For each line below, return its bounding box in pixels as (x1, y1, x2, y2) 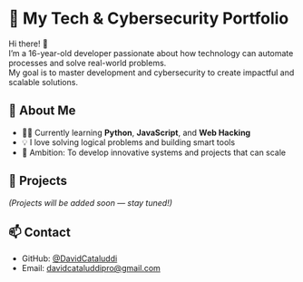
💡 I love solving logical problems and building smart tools (21, 136, 236, 148)
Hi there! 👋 (8, 38, 49, 49)
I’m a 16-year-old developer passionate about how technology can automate (8, 47, 294, 58)
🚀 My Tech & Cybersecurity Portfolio (8, 8, 289, 29)
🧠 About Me (8, 103, 76, 119)
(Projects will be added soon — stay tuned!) (8, 197, 173, 208)
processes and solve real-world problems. (8, 57, 167, 68)
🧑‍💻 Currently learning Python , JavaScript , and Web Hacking (21, 127, 251, 138)
